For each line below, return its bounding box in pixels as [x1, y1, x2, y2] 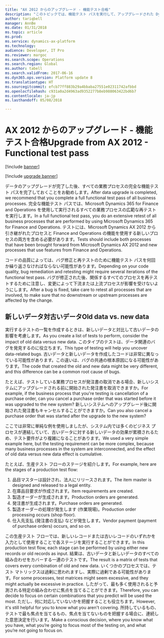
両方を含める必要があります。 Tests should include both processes [18, 236, 151, 242]
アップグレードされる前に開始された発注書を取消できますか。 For [18, 385, 148, 391]
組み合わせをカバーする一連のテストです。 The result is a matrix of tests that [5, 556, 158, 562]
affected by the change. [5, 297, 53, 303]
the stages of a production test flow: [5, 467, 78, 473]
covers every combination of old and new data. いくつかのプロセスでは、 [5, 562, 152, 569]
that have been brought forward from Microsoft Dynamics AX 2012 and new [5, 242, 158, 248]
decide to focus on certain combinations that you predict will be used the [5, 593, 152, 598]
